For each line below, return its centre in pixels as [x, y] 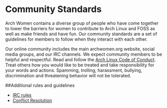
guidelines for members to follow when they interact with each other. [76, 39]
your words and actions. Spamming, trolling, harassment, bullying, [74, 70]
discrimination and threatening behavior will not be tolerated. [68, 75]
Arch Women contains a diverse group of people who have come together [82, 23]
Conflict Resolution [32, 100]
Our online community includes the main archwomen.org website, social [80, 49]
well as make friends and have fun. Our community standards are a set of [81, 34]
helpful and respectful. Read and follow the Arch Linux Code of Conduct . [80, 59]
